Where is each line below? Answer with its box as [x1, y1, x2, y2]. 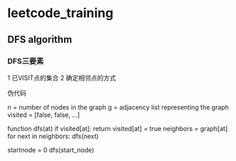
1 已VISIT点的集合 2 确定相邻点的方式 [7, 73, 116, 82]
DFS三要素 [7, 56, 44, 66]
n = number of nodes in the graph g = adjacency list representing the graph [7, 103, 230, 111]
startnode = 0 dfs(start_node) [7, 145, 95, 154]
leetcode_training [7, 5, 114, 21]
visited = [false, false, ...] [7, 110, 81, 119]
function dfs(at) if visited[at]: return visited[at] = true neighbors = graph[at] [7, 124, 228, 133]
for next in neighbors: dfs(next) [7, 132, 99, 140]
